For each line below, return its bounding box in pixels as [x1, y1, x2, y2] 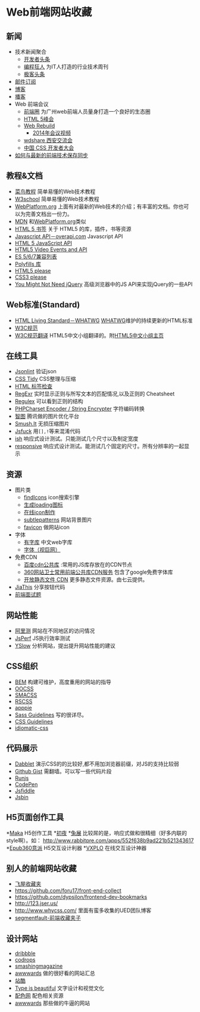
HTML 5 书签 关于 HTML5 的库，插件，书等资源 [14, 225, 132, 232]
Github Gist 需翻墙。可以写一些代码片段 [14, 767, 112, 775]
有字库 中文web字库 [23, 539, 73, 546]
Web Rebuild [23, 122, 55, 129]
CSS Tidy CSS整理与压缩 [14, 375, 76, 383]
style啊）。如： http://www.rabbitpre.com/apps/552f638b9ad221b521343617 [6, 837, 194, 844]
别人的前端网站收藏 [6, 863, 77, 873]
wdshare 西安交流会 [23, 137, 73, 144]
